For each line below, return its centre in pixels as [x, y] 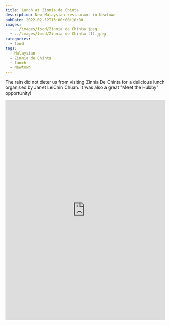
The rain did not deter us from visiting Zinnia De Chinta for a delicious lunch [85, 82]
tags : [11, 48]
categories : [18, 39]
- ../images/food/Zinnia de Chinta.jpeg [54, 29]
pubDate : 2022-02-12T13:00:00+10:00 [44, 20]
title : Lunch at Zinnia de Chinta [42, 10]
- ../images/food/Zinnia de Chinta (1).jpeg [58, 34]
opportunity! [18, 93]
